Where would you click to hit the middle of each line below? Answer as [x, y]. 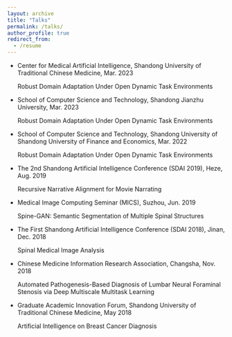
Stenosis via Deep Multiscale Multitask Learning [86, 292]
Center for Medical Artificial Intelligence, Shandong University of [109, 66]
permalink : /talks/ [35, 26]
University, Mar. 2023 [48, 107]
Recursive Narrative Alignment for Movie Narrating [89, 189]
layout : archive [30, 14]
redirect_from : [29, 40]
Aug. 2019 [32, 175]
